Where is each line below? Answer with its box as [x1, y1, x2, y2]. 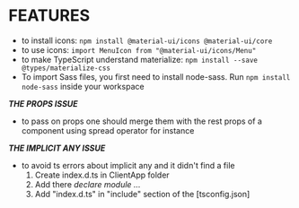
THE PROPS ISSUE [8, 98, 78, 108]
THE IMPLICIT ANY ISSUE [8, 143, 106, 153]
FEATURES [8, 5, 91, 26]
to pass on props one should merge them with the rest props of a [21, 116, 262, 126]
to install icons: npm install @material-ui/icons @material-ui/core [21, 35, 273, 46]
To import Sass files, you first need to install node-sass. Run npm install [21, 71, 291, 82]
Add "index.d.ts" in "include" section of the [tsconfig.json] [34, 188, 251, 199]
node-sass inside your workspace [21, 81, 145, 91]
